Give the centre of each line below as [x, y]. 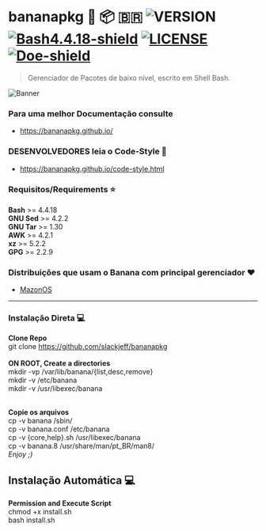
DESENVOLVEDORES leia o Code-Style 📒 [88, 151]
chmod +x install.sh [40, 512]
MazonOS [36, 290]
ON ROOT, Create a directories [59, 363]
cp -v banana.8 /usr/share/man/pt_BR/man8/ [82, 446]
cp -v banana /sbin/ [40, 421]
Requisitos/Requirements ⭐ [62, 190]
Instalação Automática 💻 [72, 480]
